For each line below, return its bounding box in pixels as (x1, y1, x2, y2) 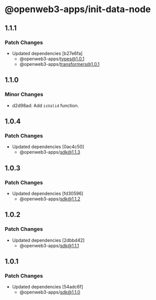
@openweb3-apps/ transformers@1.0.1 (19, 61, 99, 67)
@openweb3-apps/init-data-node (5, 4, 151, 15)
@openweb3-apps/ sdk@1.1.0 (19, 289, 80, 295)
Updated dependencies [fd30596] (12, 190, 84, 196)
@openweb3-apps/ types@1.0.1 (19, 56, 84, 62)
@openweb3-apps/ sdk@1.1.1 (19, 242, 79, 248)
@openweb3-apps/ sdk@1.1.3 (19, 149, 80, 155)
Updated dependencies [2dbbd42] (12, 237, 85, 243)
